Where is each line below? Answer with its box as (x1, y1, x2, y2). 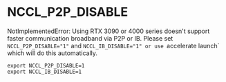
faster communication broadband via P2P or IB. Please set (7, 34, 173, 42)
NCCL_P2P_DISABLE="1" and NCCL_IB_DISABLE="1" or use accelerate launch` (7, 41, 220, 50)
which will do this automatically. (7, 49, 98, 57)
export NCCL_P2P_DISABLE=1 (7, 62, 85, 69)
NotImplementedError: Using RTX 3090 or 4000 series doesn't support (7, 27, 210, 35)
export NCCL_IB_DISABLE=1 (7, 68, 82, 75)
